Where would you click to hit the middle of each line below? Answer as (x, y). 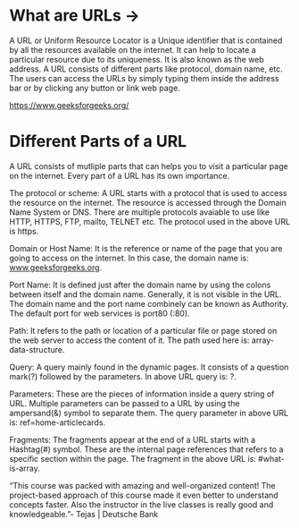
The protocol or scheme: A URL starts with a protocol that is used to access (148, 192)
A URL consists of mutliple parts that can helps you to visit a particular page (149, 166)
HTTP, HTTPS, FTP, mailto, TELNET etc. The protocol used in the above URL (150, 221)
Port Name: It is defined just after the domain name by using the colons (140, 285)
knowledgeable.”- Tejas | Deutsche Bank (84, 514)
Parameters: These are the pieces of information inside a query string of (142, 394)
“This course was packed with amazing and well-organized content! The (142, 485)
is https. (24, 231)
